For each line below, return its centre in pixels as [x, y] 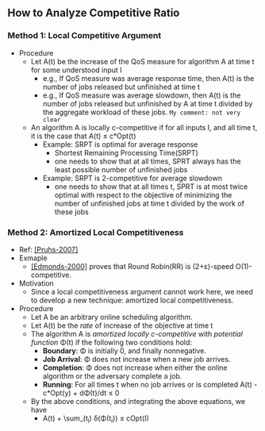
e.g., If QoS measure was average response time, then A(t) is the [148, 78]
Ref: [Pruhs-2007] [48, 249]
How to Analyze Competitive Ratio [94, 13]
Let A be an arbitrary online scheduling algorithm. [112, 317]
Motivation [36, 283]
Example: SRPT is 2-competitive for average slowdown [132, 178]
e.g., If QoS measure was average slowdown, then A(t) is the [142, 95]
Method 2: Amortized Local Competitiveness [96, 232]
